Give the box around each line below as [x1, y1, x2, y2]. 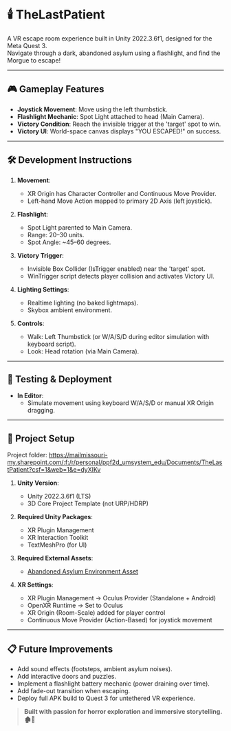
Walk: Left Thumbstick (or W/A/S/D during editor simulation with [27, 332, 210, 340]
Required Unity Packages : [16, 513, 93, 521]
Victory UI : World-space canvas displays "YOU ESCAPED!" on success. [16, 127, 221, 135]
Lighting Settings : [16, 285, 69, 294]
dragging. [27, 406, 55, 415]
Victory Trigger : [16, 251, 64, 259]
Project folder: [7, 451, 48, 459]
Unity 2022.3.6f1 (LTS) [27, 492, 91, 501]
